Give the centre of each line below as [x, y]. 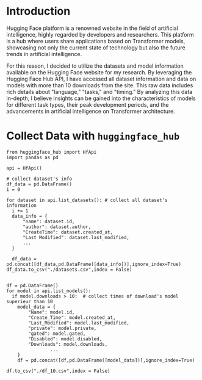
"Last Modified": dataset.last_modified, [76, 237]
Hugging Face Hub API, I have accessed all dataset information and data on [101, 79]
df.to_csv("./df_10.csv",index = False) [59, 371]
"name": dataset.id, [49, 221]
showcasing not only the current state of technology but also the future [96, 48]
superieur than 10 [30, 301]
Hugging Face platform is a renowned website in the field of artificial [92, 28]
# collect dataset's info [39, 179]
